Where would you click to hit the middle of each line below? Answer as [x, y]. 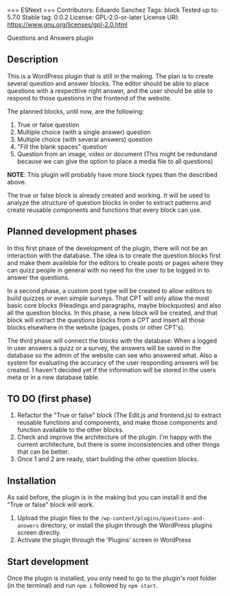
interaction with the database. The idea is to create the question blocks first [114, 255]
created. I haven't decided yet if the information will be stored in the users [112, 370]
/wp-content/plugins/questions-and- [153, 519]
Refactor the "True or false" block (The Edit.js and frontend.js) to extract [119, 415]
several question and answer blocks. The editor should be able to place [108, 83]
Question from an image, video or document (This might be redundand [117, 153]
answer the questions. [38, 277]
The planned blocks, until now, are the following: [76, 111]
